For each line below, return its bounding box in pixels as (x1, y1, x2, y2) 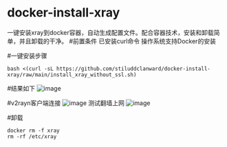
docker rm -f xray (7, 127, 60, 134)
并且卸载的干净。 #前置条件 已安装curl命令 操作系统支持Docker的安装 (19, 36, 217, 45)
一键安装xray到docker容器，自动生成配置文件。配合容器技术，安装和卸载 (7, 28, 215, 36)
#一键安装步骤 (7, 52, 47, 60)
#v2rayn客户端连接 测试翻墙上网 (7, 98, 125, 107)
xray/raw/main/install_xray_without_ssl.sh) (7, 71, 137, 78)
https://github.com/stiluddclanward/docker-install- (56, 65, 211, 72)
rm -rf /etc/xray (7, 133, 57, 140)
